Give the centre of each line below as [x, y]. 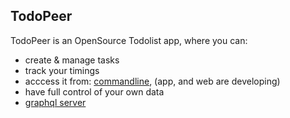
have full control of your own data [94, 91]
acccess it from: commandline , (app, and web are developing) [152, 81]
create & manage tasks [72, 60]
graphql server [55, 102]
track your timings [62, 70]
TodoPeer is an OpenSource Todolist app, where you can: [129, 40]
